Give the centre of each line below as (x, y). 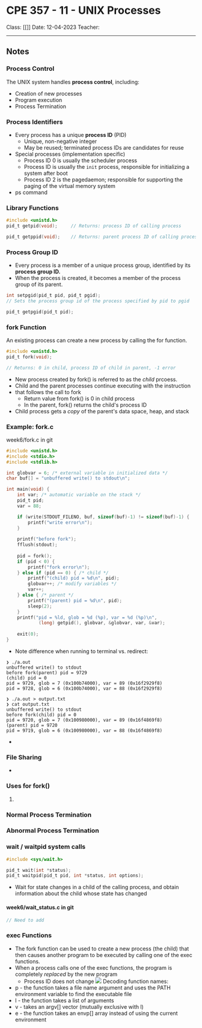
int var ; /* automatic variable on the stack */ (79, 495)
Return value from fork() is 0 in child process (79, 398)
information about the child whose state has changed (81, 893)
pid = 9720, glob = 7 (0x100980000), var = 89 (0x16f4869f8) (84, 720)
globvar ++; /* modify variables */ (72, 584)
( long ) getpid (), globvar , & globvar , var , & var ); (102, 623)
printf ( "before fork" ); (47, 539)
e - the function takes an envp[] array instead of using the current (96, 1013)
